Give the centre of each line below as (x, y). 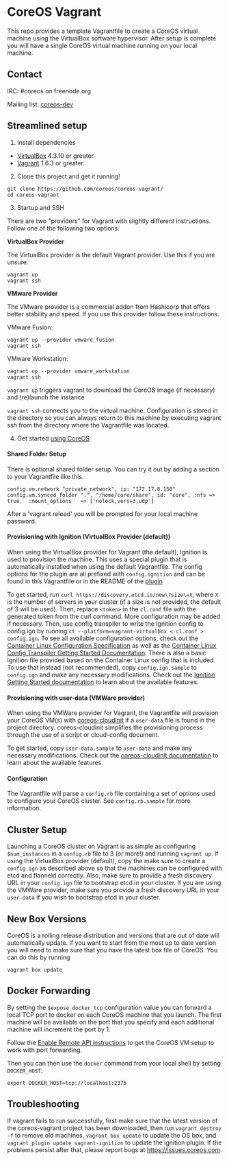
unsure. (18, 262)
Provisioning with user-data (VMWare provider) (76, 698)
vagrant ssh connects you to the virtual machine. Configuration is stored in (112, 410)
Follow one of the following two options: (63, 228)
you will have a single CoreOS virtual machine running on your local (102, 45)
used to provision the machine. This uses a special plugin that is (97, 559)
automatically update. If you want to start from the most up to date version (112, 943)
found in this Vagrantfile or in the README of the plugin (85, 581)
